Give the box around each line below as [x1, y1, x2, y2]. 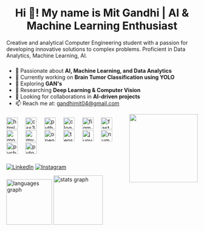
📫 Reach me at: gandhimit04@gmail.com [15, 99, 120, 107]
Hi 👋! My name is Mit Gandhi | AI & [15, 6, 189, 20]
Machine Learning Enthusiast [26, 19, 178, 33]
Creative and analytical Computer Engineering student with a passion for [6, 39, 188, 46]
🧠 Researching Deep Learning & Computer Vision [15, 86, 141, 93]
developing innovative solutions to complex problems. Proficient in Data [6, 45, 186, 53]
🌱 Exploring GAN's [15, 79, 63, 87]
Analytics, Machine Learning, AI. [6, 52, 87, 59]
